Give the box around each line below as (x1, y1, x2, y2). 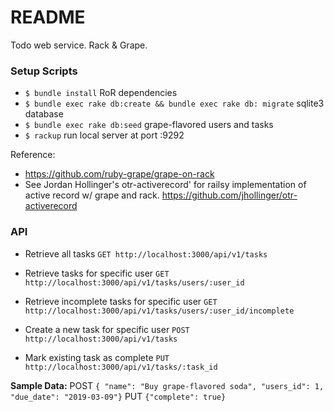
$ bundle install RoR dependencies (24, 87, 178, 99)
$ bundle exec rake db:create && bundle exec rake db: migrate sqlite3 (24, 97, 325, 110)
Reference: (10, 149, 56, 161)
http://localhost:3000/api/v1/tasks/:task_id (24, 362, 218, 372)
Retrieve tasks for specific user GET (24, 267, 170, 279)
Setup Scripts (10, 64, 78, 78)
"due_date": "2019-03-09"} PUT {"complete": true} (10, 390, 227, 402)
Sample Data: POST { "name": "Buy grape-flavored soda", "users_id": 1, (10, 379, 325, 391)
